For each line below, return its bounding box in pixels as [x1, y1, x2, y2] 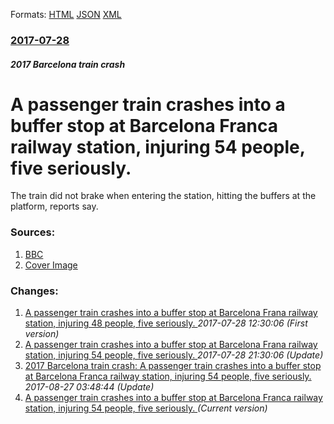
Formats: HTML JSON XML [10, 9, 122, 20]
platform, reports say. [10, 200, 99, 213]
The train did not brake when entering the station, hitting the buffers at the [10, 190, 317, 202]
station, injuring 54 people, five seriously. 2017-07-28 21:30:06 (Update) [24, 349, 324, 361]
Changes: [10, 284, 59, 298]
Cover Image [24, 259, 78, 271]
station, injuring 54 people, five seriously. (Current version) [24, 402, 268, 414]
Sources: [10, 225, 56, 239]
